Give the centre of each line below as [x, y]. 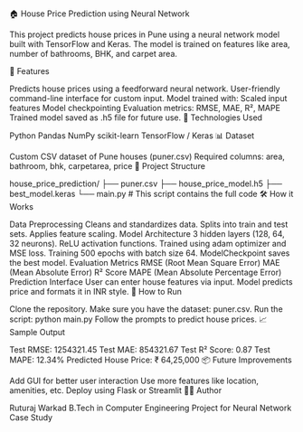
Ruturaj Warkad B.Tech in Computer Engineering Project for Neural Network [151, 408]
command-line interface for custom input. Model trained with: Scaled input [148, 98]
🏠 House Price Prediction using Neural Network [99, 14]
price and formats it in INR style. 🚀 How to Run [96, 291]
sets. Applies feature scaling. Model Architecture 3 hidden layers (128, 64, [147, 234]
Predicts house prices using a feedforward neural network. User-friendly [145, 89]
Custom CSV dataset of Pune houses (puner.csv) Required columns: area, [147, 156]
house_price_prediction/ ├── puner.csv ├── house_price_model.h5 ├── [146, 183]
